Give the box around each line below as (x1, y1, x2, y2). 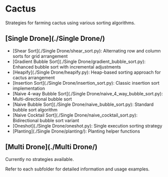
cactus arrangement (12, 74, 55, 81)
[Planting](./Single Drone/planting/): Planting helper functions (12, 128, 140, 134)
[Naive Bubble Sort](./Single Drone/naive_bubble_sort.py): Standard (12, 101, 154, 107)
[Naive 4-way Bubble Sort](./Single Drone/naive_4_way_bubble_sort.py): (12, 90, 163, 96)
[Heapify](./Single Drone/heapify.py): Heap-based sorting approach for (12, 69, 161, 75)
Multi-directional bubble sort (12, 96, 72, 102)
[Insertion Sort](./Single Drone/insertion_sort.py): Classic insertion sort (12, 80, 160, 86)
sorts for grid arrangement (12, 53, 68, 59)
